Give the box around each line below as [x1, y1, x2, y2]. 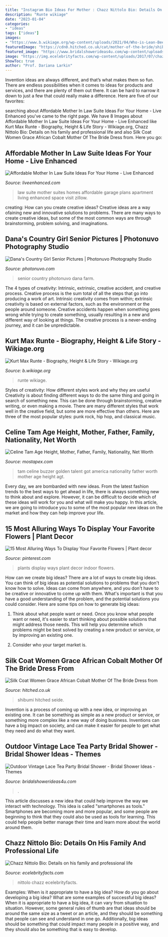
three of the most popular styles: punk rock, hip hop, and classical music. [5, 413, 156, 419]
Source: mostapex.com [5, 459, 53, 465]
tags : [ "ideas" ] [5, 31, 39, 36]
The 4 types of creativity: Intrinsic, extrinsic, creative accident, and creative [5, 285, 161, 291]
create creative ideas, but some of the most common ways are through [5, 215, 151, 221]
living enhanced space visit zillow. [17, 195, 88, 201]
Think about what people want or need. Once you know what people [12, 611, 154, 617]
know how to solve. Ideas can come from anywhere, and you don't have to [5, 585, 159, 591]
